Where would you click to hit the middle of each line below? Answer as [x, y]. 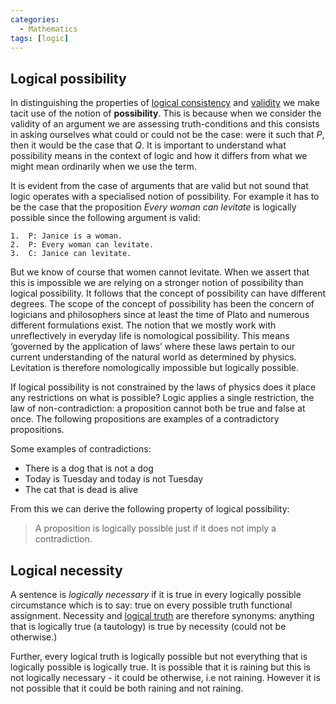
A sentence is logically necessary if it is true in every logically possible [156, 594]
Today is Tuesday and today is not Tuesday [114, 479]
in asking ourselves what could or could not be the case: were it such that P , [167, 135]
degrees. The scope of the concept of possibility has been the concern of [162, 304]
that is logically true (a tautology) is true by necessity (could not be [148, 626]
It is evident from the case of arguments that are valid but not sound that [159, 186]
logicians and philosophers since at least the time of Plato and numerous [160, 315]
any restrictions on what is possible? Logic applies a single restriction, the [162, 398]
